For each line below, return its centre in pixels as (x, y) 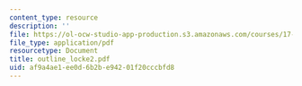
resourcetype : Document (54, 51)
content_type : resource (54, 17)
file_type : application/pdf (62, 43)
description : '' (40, 26)
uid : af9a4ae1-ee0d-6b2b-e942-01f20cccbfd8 (92, 68)
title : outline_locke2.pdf (60, 59)
